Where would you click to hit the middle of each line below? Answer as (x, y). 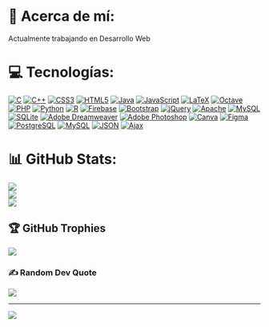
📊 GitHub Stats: (63, 160)
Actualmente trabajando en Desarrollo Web (79, 38)
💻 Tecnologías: (61, 72)
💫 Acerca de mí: (62, 16)
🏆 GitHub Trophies (57, 228)
